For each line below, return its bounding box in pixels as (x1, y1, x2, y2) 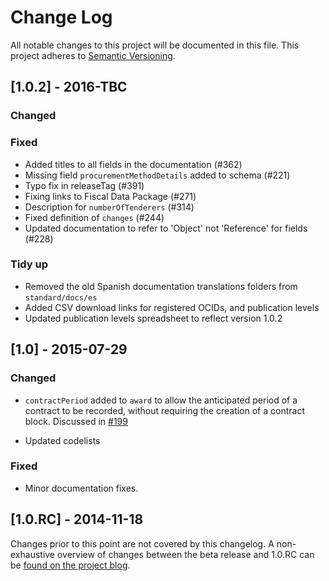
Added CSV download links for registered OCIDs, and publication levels (24, 301, 320, 313)
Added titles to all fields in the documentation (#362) (24, 158, 243, 170)
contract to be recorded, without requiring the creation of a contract (24, 404, 305, 416)
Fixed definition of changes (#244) (24, 211, 165, 223)
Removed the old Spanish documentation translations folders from (24, 280, 298, 292)
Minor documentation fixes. (24, 482, 139, 494)
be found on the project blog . (10, 559, 131, 571)
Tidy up (10, 257, 49, 271)
